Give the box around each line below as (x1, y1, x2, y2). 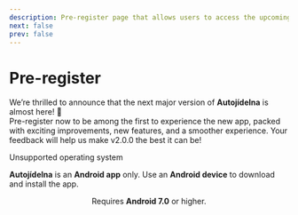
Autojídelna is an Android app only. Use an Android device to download (9, 170, 275, 180)
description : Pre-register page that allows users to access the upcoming (9, 12, 292, 22)
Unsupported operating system (9, 152, 124, 163)
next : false (9, 21, 53, 30)
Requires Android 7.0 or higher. (91, 196, 207, 207)
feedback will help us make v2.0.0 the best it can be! (9, 135, 202, 146)
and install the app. (9, 179, 79, 189)
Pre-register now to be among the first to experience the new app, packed (9, 116, 281, 127)
